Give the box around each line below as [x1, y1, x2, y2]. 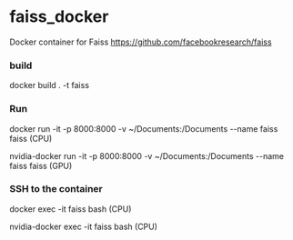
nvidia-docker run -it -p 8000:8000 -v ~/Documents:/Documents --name [9, 150, 285, 161]
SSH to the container [9, 183, 103, 195]
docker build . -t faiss [9, 80, 89, 91]
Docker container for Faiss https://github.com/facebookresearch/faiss [9, 36, 272, 47]
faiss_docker [9, 6, 109, 27]
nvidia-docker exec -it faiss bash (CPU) [9, 221, 157, 232]
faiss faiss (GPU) [9, 160, 73, 171]
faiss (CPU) [9, 133, 53, 144]
